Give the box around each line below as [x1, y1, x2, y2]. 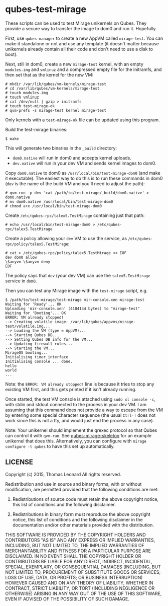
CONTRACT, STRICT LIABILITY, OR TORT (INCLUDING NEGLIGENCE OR [5, 585, 155, 591]
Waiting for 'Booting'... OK [5, 311, 66, 316]
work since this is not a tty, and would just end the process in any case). [5, 417, 154, 423]
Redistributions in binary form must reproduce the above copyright [12, 511, 150, 517]
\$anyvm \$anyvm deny [5, 259, 51, 264]
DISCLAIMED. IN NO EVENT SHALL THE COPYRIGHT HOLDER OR [5, 553, 141, 559]
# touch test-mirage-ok [5, 103, 55, 109]
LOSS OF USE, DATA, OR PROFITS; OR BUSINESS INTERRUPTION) [5, 574, 143, 580]
